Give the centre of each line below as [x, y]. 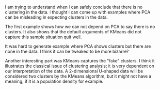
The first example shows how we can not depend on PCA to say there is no [80, 27]
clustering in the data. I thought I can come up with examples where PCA [78, 12]
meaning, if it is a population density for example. [54, 81]
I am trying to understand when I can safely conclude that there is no [74, 7]
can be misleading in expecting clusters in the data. [56, 17]
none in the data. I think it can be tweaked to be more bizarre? [67, 51]
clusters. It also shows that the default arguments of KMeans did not [73, 32]
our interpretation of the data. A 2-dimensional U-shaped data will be [74, 71]
